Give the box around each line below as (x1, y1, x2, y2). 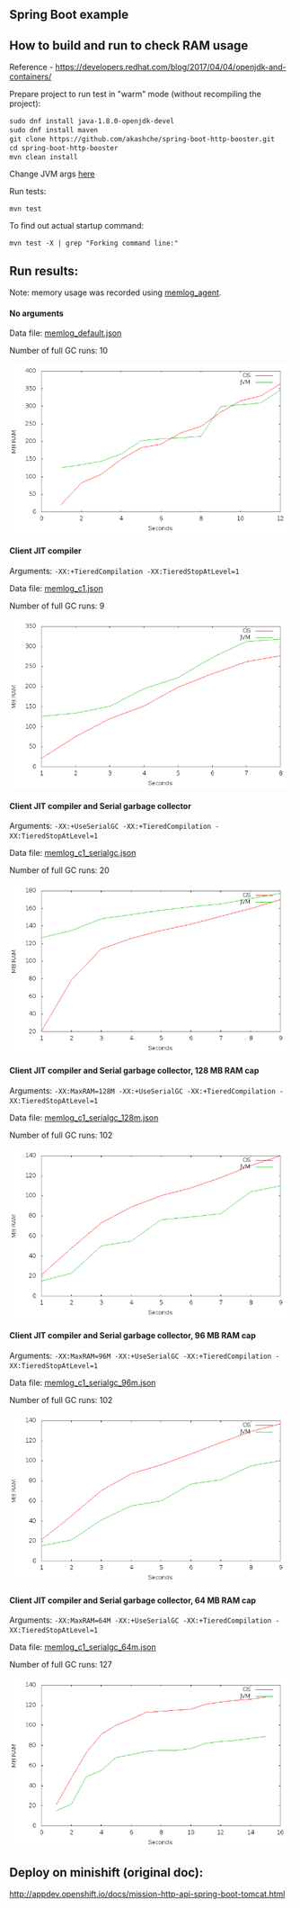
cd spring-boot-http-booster (9, 144, 119, 153)
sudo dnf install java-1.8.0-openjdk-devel (9, 117, 175, 126)
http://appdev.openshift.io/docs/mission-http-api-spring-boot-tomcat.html (9, 1889, 286, 1900)
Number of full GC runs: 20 (9, 865, 110, 876)
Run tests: (9, 186, 47, 197)
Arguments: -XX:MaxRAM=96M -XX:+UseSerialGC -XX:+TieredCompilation (9, 1350, 272, 1361)
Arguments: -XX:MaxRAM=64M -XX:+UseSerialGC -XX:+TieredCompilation (9, 1615, 272, 1625)
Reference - (9, 62, 54, 73)
